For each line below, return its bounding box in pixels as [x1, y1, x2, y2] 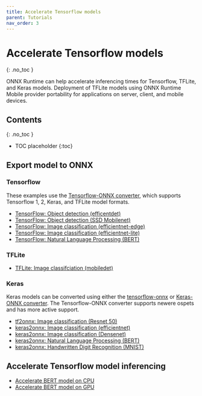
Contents [6, 114, 42, 125]
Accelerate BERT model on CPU [14, 377, 95, 385]
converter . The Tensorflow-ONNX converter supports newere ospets [23, 300, 194, 307]
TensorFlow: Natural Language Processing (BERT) [14, 235, 140, 242]
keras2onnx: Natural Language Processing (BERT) [14, 337, 140, 345]
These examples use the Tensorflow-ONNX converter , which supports [6, 192, 181, 199]
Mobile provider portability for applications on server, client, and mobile [6, 91, 184, 98]
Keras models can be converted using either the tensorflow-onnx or [6, 293, 175, 300]
